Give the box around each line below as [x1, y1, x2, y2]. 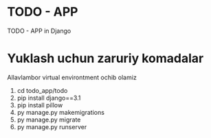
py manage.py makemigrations [16, 108, 105, 116]
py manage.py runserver [16, 122, 87, 130]
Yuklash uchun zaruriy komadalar [7, 51, 204, 66]
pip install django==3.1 [16, 94, 81, 102]
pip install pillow [16, 100, 63, 109]
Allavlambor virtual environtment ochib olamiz [7, 73, 137, 81]
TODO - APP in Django [7, 27, 71, 35]
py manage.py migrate [16, 115, 81, 124]
